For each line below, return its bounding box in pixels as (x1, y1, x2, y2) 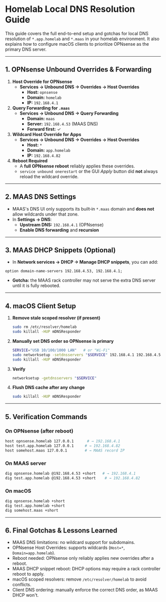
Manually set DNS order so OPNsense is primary (12, 338, 114, 344)
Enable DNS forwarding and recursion (19, 227, 99, 233)
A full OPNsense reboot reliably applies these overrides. (19, 163, 135, 169)
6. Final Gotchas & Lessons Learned (5, 526, 118, 534)
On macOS (5, 487, 32, 494)
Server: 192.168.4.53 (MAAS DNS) (27, 121, 98, 127)
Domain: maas (27, 115, 55, 121)
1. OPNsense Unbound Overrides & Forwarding (5, 66, 152, 74)
